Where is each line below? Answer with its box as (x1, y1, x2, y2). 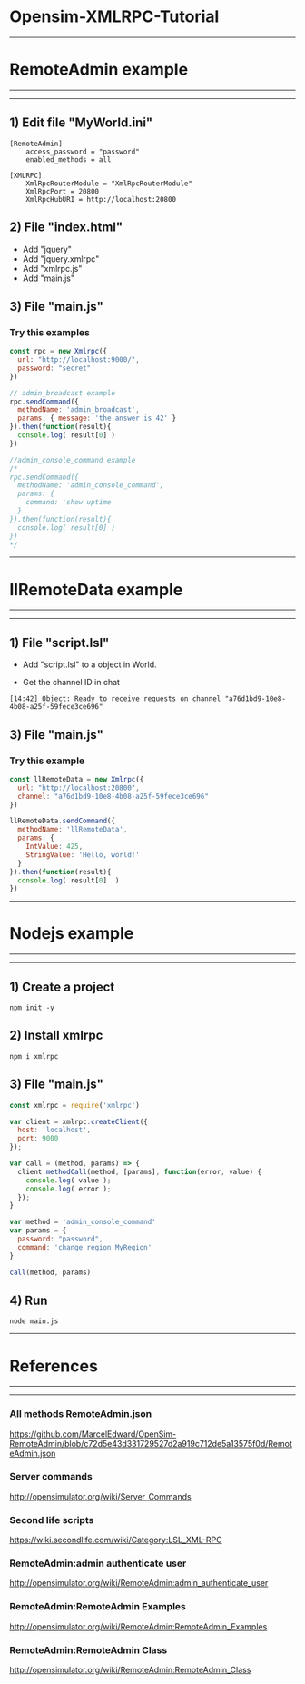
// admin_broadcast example (9, 388, 116, 397)
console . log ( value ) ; (25, 1175, 112, 1185)
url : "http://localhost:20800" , (17, 783, 141, 792)
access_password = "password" (25, 147, 141, 156)
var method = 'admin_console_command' (9, 1218, 156, 1227)
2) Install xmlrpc (9, 1028, 103, 1043)
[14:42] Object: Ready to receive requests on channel (9, 694, 221, 703)
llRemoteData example (9, 579, 183, 600)
